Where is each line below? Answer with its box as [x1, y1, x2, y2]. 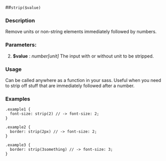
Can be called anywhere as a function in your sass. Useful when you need [5, 77, 161, 83]
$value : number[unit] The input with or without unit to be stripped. [12, 53, 154, 59]
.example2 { [5, 125, 31, 130]
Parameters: [5, 41, 37, 48]
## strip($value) [5, 5, 41, 10]
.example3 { [5, 143, 31, 148]
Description [5, 17, 35, 24]
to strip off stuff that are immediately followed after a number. [5, 83, 135, 89]
